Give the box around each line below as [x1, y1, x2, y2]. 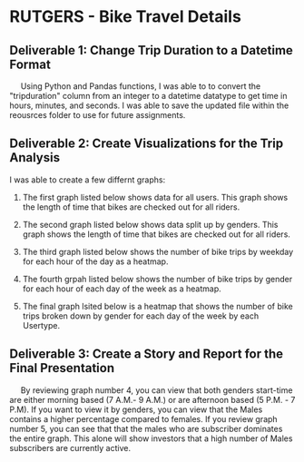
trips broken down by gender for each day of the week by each [22, 310, 260, 321]
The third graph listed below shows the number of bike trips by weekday [22, 246, 294, 257]
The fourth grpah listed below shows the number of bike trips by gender [22, 273, 293, 284]
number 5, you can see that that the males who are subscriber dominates [9, 423, 283, 434]
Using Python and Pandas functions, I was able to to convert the [20, 81, 261, 92]
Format [9, 56, 52, 72]
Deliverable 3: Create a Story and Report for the [9, 347, 284, 362]
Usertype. [22, 319, 61, 330]
